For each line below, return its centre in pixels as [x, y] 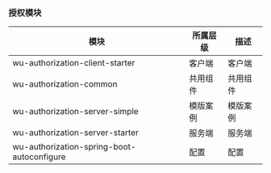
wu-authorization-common [65, 84]
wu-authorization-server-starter [75, 133]
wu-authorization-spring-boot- [74, 147]
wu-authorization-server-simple [75, 112]
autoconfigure [39, 157]
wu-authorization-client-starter [74, 63]
